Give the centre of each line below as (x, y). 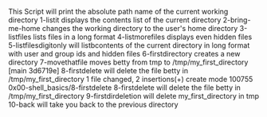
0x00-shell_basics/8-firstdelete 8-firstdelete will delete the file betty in (125, 88)
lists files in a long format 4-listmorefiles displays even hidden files (143, 37)
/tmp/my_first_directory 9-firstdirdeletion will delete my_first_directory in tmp (133, 96)
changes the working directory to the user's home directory (140, 28)
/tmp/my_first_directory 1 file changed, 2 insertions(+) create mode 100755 (131, 79)
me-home (24, 28)
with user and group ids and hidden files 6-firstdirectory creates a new (124, 54)
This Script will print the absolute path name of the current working (118, 12)
